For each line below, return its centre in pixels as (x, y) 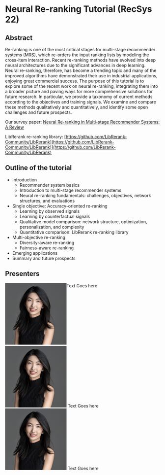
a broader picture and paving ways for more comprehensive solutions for (79, 91)
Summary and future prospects (44, 258)
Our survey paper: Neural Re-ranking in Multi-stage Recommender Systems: (82, 122)
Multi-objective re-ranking (39, 237)
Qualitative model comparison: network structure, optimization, (83, 221)
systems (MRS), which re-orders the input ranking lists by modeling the (77, 55)
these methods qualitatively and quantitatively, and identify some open (77, 107)
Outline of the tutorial (39, 168)
